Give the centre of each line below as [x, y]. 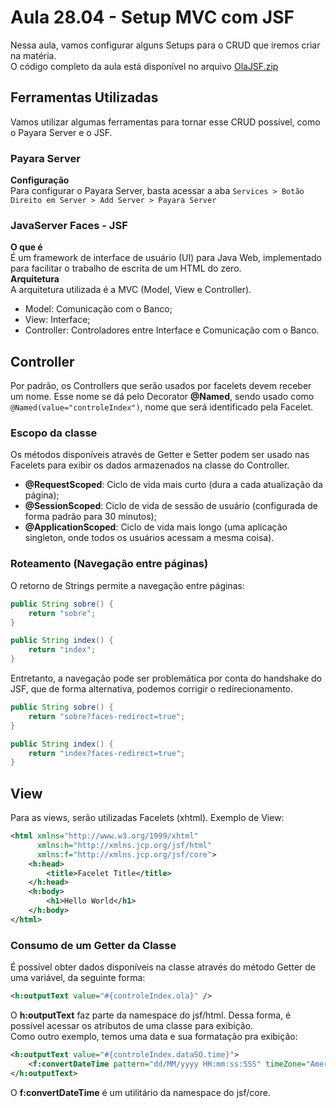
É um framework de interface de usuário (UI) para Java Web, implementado [166, 258]
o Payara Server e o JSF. [61, 132]
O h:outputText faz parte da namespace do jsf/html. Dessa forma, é [151, 1015]
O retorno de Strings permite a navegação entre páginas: [127, 585]
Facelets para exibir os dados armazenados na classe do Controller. [150, 465]
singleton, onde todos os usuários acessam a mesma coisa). [149, 538]
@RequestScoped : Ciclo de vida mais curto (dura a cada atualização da [173, 485]
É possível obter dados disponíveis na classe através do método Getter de [163, 967]
